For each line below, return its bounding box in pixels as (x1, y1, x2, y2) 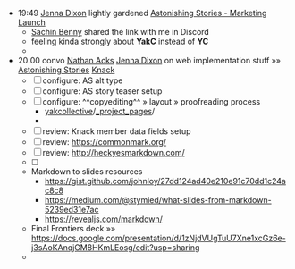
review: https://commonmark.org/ (42, 137, 167, 147)
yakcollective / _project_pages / (44, 106, 156, 116)
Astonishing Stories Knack (17, 64, 115, 75)
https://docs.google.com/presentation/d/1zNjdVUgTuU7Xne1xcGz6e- (30, 232, 286, 243)
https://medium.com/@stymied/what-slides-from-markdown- (44, 195, 272, 205)
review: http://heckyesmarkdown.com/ (42, 147, 185, 157)
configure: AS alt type (42, 75, 123, 86)
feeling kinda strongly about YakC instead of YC (30, 36, 209, 46)
